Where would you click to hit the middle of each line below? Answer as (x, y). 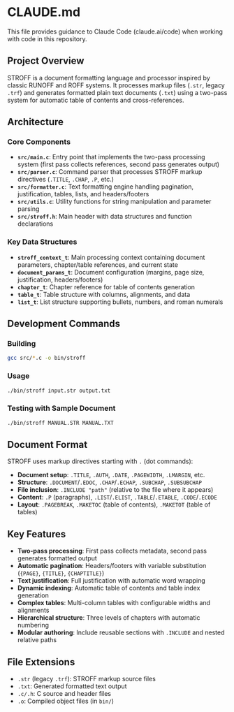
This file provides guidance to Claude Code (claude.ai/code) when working (115, 31)
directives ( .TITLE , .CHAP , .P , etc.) (65, 180)
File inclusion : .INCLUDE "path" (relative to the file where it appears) (115, 490)
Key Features (37, 534)
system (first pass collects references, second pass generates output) (118, 164)
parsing (28, 209)
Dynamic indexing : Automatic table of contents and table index (109, 588)
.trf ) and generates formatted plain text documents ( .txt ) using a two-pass (117, 92)
